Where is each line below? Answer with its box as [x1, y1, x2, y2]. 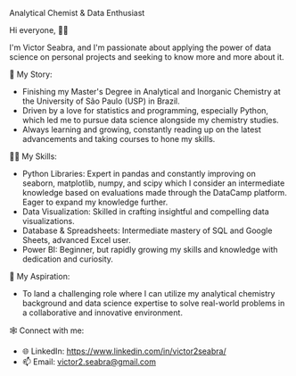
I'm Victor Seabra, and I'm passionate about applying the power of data [9, 42, 272, 53]
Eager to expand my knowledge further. [21, 196, 169, 207]
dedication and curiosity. [21, 254, 114, 264]
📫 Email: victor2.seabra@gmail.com [21, 356, 157, 367]
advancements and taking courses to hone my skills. [21, 134, 216, 144]
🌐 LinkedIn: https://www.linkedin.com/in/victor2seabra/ [21, 346, 226, 356]
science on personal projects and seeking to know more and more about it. [9, 52, 284, 62]
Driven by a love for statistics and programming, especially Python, [21, 105, 269, 115]
